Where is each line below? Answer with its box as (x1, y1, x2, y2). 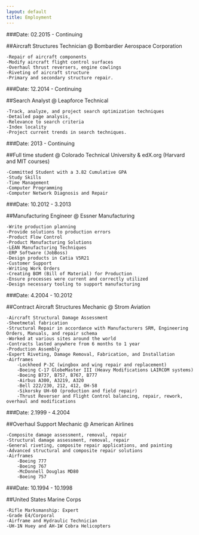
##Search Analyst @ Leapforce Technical (6, 97, 109, 104)
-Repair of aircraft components (6, 54, 87, 60)
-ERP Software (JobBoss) (6, 250, 68, 256)
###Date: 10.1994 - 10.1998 (6, 484, 73, 491)
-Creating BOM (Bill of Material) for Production (6, 270, 133, 276)
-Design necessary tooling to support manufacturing (6, 281, 140, 287)
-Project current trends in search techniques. (6, 129, 127, 135)
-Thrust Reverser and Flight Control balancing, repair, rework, (17, 393, 183, 399)
